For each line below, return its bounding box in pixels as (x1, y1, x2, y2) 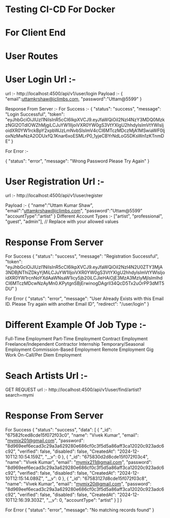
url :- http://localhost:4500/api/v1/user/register (5, 193, 103, 199)
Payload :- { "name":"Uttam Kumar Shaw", (5, 202, 94, 208)
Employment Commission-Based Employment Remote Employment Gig (5, 346, 154, 352)
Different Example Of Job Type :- (5, 319, 147, 331)
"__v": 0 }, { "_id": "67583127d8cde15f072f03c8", (45, 475, 148, 482)
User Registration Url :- (5, 176, 105, 187)
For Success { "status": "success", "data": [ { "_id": (5, 427, 112, 433)
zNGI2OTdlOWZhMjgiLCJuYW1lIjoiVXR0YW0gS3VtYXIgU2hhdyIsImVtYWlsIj (5, 122, 164, 128)
